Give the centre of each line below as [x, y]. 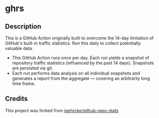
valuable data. [19, 48]
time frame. [24, 84]
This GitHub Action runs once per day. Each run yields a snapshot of [80, 58]
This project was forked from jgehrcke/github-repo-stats [62, 110]
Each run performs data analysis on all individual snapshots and [76, 73]
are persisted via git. [33, 68]
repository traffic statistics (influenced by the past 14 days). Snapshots [83, 63]
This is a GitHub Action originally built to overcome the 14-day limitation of [79, 38]
